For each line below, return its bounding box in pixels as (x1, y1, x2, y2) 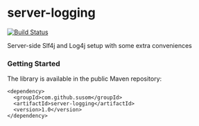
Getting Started (7, 58, 60, 68)
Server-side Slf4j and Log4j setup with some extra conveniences (7, 41, 192, 49)
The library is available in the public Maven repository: (7, 74, 162, 83)
